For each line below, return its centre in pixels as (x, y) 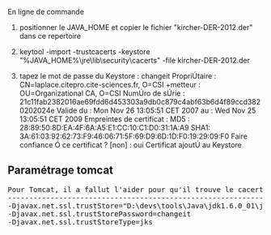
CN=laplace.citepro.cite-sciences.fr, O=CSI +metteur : (110, 85)
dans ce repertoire (50, 36)
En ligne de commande (46, 12)
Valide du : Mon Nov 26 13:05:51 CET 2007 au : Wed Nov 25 (156, 110)
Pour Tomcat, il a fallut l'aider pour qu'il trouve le (121, 189)
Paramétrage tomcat (61, 171)
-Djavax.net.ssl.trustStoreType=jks (80, 222)
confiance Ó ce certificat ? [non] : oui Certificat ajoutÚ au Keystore (130, 145)
